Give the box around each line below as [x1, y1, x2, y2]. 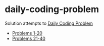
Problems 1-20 [12, 30, 42, 36]
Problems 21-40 [12, 35, 46, 41]
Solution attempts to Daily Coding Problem [5, 20, 93, 26]
